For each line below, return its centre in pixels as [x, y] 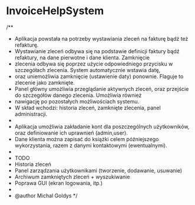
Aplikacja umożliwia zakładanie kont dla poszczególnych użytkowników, [102, 126]
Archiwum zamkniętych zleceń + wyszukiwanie [72, 177]
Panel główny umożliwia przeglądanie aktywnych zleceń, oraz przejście [102, 89]
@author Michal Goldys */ [46, 196]
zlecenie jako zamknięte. [44, 82]
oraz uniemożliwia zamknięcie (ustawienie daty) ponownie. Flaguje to [99, 76]
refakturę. [27, 45]
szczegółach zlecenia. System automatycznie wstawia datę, [87, 70]
